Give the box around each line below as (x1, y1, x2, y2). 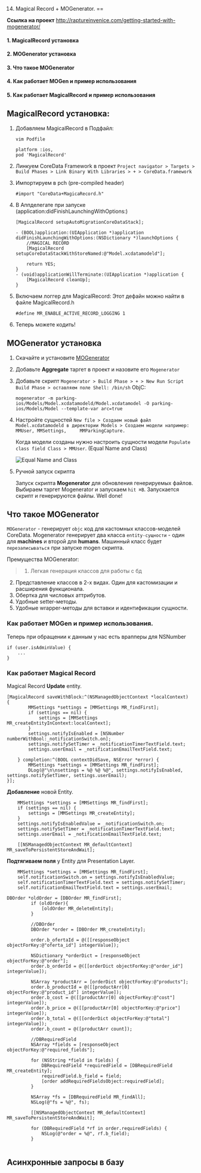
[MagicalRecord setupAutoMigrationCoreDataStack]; (15, 219, 144, 225)
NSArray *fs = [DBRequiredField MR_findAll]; (30, 1094, 146, 1100)
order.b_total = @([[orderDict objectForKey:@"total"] (30, 1016, 170, 1022)
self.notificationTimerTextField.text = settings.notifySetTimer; (17, 879, 186, 885)
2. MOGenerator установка (7, 50, 76, 57)
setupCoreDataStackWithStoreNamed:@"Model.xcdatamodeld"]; (15, 251, 166, 257)
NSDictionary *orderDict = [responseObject (30, 953, 141, 959)
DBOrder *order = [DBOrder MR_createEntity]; (30, 927, 146, 933)
